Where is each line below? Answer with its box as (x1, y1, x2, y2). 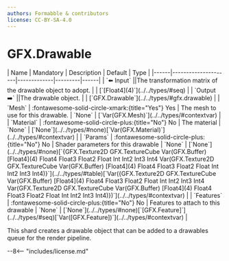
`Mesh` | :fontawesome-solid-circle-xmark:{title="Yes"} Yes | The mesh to (7, 104, 217, 112)
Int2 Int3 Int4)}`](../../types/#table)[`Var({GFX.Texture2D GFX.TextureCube (7, 170, 217, 178)
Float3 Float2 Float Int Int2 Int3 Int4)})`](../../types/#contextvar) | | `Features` (7, 192, 223, 200)
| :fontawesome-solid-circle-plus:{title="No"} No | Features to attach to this (7, 198, 221, 207)
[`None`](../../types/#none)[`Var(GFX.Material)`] (31, 126, 166, 134)
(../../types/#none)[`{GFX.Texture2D (7, 148, 108, 156)
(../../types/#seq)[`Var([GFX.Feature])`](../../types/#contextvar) (7, 214, 184, 222)
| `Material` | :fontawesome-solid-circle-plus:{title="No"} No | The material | (7, 118, 221, 127)
